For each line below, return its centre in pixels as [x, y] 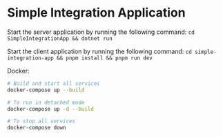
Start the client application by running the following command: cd [99, 51]
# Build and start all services [54, 83]
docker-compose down [37, 128]
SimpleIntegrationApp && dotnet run [60, 38]
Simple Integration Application [96, 13]
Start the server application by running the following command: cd [101, 32]
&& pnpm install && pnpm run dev [105, 58]
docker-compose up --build [46, 90]
